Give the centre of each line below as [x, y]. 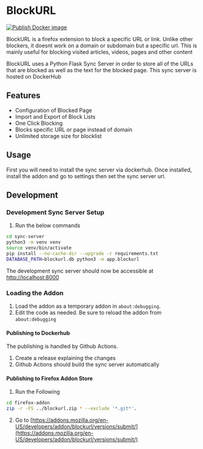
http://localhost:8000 [33, 277]
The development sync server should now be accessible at [80, 271]
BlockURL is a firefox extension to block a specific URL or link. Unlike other [100, 39]
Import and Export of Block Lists [55, 116]
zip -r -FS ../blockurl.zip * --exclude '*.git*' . [72, 409]
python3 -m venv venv [34, 242]
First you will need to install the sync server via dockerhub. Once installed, [99, 170]
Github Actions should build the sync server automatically [87, 365]
